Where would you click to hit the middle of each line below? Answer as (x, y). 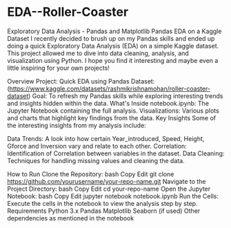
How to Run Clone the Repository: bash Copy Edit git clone (91, 174)
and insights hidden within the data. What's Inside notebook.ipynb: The (108, 103)
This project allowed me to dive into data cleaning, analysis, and (98, 53)
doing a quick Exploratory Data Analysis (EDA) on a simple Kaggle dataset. (113, 46)
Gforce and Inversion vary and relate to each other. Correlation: (97, 146)
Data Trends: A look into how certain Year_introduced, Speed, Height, (106, 138)
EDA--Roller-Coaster (68, 12)
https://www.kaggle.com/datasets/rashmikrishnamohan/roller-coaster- (110, 88)
